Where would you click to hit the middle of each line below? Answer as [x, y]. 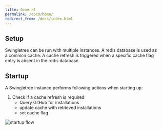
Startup [17, 76]
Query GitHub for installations [49, 102]
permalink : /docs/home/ [29, 14]
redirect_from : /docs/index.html [39, 19]
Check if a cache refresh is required [48, 97]
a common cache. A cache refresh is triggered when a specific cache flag [80, 55]
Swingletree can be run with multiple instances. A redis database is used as [81, 50]
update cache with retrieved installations [60, 108]
